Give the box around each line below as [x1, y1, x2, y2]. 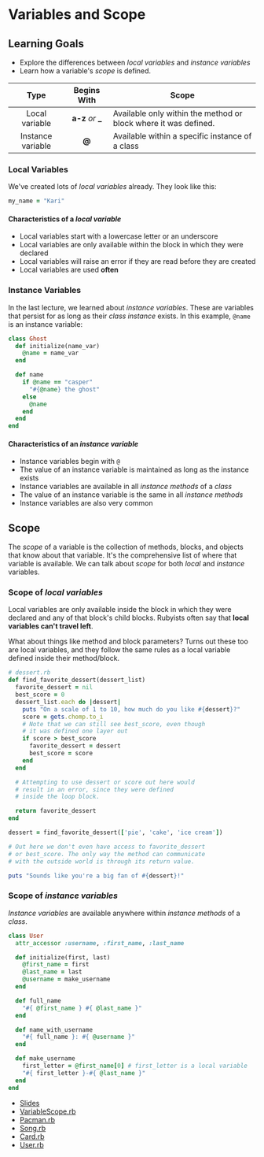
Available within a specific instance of [112, 131, 252, 141]
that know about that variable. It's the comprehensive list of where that [8, 551, 237, 560]
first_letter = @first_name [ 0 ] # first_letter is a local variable [22, 1062, 247, 1070]
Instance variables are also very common [19, 499, 153, 508]
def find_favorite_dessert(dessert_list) [8, 676, 146, 684]
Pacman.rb [19, 1114, 56, 1124]
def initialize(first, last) [15, 953, 111, 962]
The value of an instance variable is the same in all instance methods [19, 490, 244, 499]
